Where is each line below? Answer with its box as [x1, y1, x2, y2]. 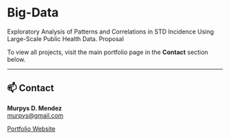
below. [7, 55, 26, 63]
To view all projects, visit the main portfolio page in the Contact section [7, 48, 209, 56]
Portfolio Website [7, 125, 56, 133]
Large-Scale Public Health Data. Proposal [7, 34, 125, 42]
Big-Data [7, 5, 60, 21]
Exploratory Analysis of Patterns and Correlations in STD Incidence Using [7, 27, 214, 36]
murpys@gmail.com [7, 111, 64, 119]
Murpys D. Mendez [7, 104, 62, 112]
